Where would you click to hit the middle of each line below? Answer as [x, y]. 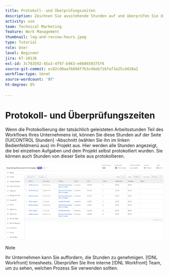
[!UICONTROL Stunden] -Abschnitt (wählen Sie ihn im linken [67, 140]
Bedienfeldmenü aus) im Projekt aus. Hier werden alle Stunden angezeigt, [81, 145]
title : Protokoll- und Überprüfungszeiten [50, 11]
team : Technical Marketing [33, 27]
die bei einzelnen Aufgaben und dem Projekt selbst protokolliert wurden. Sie [84, 151]
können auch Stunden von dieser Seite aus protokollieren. [65, 156]
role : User [17, 48]
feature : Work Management [32, 32]
